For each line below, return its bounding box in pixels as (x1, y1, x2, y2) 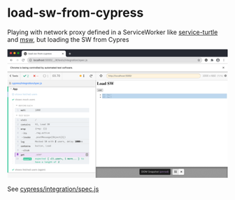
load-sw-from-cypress (7, 5, 144, 21)
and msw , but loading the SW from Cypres (7, 35, 129, 43)
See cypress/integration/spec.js (7, 185, 99, 193)
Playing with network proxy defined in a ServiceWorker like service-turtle (7, 28, 218, 36)
